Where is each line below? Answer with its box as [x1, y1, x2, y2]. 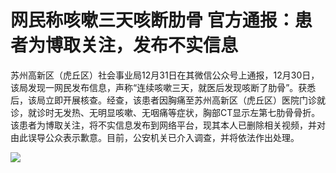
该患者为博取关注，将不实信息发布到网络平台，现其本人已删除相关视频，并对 [10, 119, 326, 131]
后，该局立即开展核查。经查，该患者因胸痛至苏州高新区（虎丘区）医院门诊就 [10, 94, 326, 106]
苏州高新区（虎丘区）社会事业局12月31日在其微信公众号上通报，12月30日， [10, 69, 320, 81]
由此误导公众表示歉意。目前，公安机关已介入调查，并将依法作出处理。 [10, 131, 300, 143]
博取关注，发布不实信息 [45, 34, 239, 57]
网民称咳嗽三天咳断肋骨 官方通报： [10, 9, 295, 32]
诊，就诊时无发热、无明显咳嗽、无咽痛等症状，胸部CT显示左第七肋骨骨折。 [10, 106, 321, 118]
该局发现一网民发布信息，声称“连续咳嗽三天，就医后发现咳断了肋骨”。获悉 [10, 81, 317, 93]
